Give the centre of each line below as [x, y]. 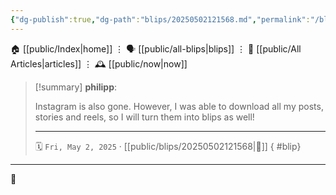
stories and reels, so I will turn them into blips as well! [144, 117]
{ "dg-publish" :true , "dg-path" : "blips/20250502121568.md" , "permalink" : [160, 19]
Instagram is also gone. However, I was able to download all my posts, [179, 106]
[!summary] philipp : [76, 87]
